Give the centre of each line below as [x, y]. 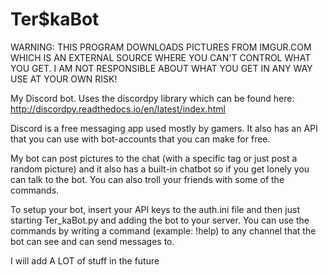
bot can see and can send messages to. [92, 241]
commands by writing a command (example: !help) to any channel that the [163, 230]
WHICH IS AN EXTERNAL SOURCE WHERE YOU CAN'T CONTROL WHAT [161, 57]
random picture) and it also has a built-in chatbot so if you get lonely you [160, 169]
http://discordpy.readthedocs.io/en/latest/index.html [118, 109]
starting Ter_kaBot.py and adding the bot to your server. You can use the [160, 220]
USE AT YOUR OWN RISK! [64, 79]
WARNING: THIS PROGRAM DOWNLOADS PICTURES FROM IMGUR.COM [161, 47]
